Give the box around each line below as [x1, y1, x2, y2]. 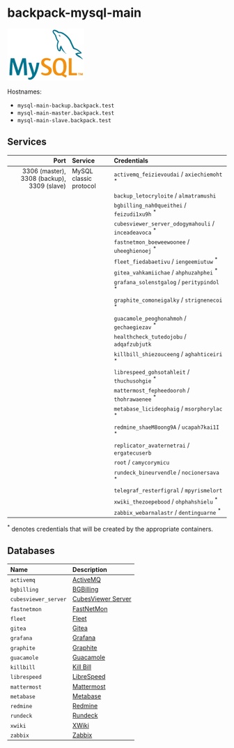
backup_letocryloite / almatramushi [114, 191, 217, 200]
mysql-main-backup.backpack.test [17, 102, 115, 109]
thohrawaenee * [114, 393, 157, 403]
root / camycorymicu [114, 458, 170, 467]
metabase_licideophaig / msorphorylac [114, 404, 223, 413]
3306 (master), [22, 166, 66, 175]
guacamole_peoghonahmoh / [114, 314, 187, 323]
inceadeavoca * [114, 226, 157, 236]
